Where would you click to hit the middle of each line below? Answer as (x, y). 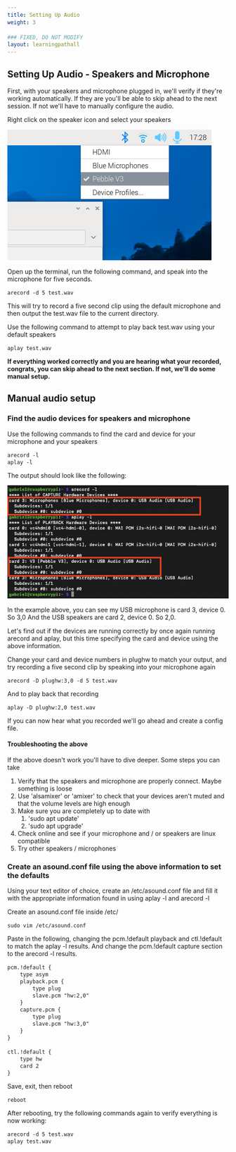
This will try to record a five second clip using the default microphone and (114, 306)
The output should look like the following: (67, 475)
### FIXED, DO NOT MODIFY (45, 37)
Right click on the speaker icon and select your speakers (89, 119)
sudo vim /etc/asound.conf (47, 926)
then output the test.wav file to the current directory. (83, 313)
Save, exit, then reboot (40, 1086)
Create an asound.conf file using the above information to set (114, 867)
